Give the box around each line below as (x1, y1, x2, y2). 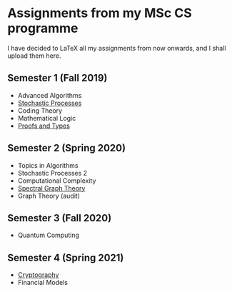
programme (7, 20, 79, 36)
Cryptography (17, 271, 59, 279)
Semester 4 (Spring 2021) (7, 251, 124, 263)
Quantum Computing (17, 231, 80, 240)
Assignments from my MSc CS (7, 5, 193, 21)
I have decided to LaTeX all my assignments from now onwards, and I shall (7, 44, 226, 52)
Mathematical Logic (17, 114, 76, 122)
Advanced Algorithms (17, 91, 82, 99)
